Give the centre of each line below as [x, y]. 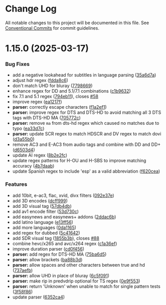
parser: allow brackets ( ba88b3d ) [47, 259]
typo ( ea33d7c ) [28, 128]
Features [16, 184]
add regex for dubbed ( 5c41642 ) [46, 233]
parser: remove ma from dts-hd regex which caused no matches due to [86, 123]
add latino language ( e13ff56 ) [43, 222]
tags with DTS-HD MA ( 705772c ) [47, 118]
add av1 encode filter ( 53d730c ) [46, 211]
